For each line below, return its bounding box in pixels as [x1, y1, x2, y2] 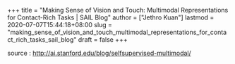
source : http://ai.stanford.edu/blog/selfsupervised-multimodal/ [7, 49, 192, 57]
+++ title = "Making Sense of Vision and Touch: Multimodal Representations [7, 6, 229, 14]
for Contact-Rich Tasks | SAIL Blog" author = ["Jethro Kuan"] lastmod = [7, 13, 215, 22]
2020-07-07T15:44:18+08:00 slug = [7, 21, 113, 29]
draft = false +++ [78, 35, 128, 44]
